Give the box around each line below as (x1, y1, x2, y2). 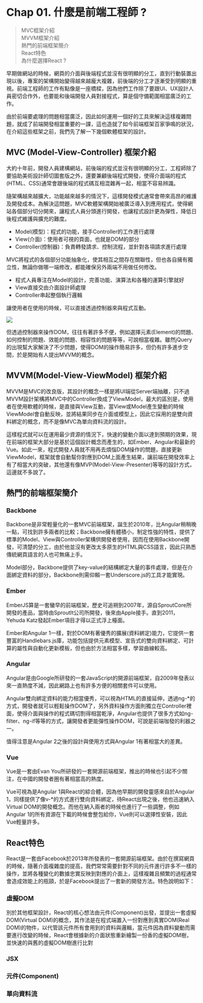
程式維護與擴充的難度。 (11, 215, 70, 222)
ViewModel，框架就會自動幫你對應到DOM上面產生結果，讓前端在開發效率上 (6, 453, 195, 460)
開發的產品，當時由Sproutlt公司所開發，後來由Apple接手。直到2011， (6, 608, 179, 616)
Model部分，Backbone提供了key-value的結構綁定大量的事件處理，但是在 (6, 564, 188, 571)
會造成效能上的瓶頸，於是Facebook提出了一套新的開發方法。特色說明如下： (6, 877, 195, 885)
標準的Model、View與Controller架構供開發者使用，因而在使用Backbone (6, 536, 184, 543)
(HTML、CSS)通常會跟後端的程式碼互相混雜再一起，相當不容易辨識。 (6, 179, 179, 187)
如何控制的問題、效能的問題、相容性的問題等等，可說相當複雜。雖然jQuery (6, 336, 192, 343)
